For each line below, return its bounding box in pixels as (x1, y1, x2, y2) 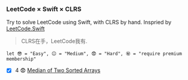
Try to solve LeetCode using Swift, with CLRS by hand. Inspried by (6, 19, 172, 26)
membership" (6, 56, 36, 62)
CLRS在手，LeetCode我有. (21, 38, 88, 45)
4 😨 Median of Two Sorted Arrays (15, 67, 101, 74)
